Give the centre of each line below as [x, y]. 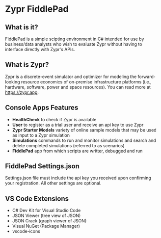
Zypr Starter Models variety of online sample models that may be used [84, 130]
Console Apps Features [42, 108]
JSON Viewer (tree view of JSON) [46, 216]
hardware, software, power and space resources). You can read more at [78, 87]
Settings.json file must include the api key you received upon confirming [78, 178]
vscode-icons [26, 231]
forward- [147, 77]
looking [13, 81]
